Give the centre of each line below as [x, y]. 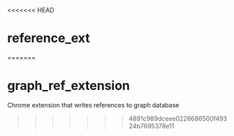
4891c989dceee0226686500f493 [178, 119]
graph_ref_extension [69, 86]
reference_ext [49, 38]
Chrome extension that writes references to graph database [93, 105]
